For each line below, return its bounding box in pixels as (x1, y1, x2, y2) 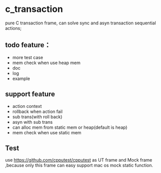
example (12, 76, 30, 82)
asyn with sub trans (12, 119, 53, 125)
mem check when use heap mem (12, 60, 80, 66)
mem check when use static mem (12, 129, 81, 135)
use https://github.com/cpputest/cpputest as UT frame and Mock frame (5, 157, 153, 163)
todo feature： (5, 41, 51, 49)
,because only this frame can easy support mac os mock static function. (5, 163, 153, 169)
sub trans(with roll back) (12, 113, 63, 120)
